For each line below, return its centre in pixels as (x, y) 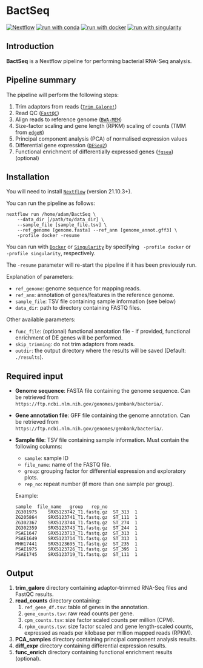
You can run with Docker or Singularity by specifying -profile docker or (98, 247)
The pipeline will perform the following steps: (63, 95)
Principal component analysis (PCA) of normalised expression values (101, 139)
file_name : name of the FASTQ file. (67, 465)
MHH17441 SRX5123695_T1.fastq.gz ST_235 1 (76, 544)
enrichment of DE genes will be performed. (69, 338)
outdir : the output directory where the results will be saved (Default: (101, 351)
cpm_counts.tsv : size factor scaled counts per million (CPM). (99, 620)
